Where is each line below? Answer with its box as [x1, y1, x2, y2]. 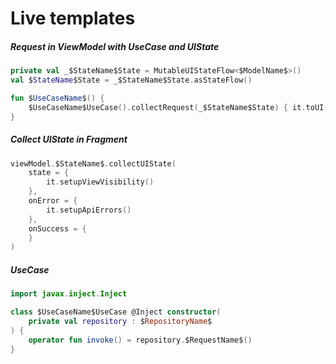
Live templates [10, 7, 136, 30]
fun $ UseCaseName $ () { [10, 93, 105, 103]
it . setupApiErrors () [46, 205, 132, 215]
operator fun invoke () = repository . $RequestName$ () [28, 335, 253, 345]
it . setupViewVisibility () [46, 177, 155, 187]
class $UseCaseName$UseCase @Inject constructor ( [10, 307, 222, 317]
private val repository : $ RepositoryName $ [28, 316, 213, 326]
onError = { [28, 196, 78, 206]
